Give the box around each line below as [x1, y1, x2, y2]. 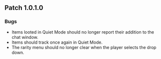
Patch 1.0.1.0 [4, 4, 44, 12]
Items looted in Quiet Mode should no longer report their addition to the [11, 29, 155, 35]
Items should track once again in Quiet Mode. [11, 39, 103, 45]
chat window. [11, 34, 38, 40]
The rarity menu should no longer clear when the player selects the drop [11, 44, 157, 50]
